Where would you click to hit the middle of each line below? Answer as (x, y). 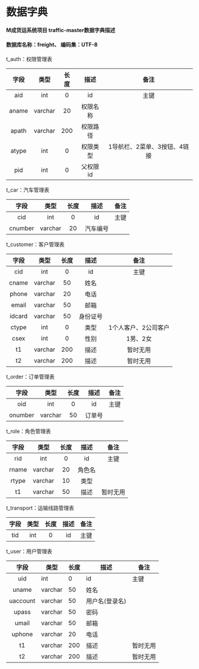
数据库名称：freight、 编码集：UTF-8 (52, 44)
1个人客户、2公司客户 (139, 327)
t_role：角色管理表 (29, 431)
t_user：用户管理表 (29, 551)
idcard (19, 316)
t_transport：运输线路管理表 (40, 508)
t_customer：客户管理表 (36, 244)
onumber (22, 415)
